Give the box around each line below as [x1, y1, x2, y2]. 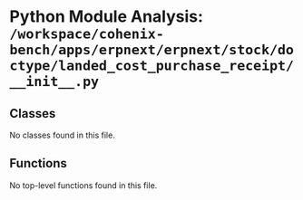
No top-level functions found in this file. [9, 179, 158, 191]
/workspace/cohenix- [9, 25, 165, 43]
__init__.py [9, 73, 100, 90]
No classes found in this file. [9, 129, 115, 140]
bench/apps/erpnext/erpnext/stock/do [9, 42, 295, 59]
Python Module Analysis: [9, 6, 204, 27]
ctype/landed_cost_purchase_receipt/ [9, 57, 295, 74]
